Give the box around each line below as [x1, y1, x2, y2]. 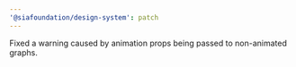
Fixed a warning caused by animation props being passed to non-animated [9, 38, 288, 48]
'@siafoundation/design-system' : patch [9, 13, 159, 22]
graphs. [9, 46, 38, 58]
